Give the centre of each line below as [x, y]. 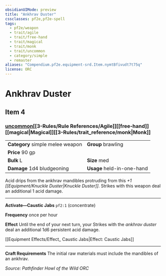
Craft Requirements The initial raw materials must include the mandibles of [82, 253]
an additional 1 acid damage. [34, 191]
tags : [11, 23]
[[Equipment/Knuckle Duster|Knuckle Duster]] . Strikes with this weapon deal [83, 186]
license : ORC [19, 70]
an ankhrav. [17, 258]
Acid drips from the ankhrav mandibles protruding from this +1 [68, 180]
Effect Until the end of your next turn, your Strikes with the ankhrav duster [81, 224]
